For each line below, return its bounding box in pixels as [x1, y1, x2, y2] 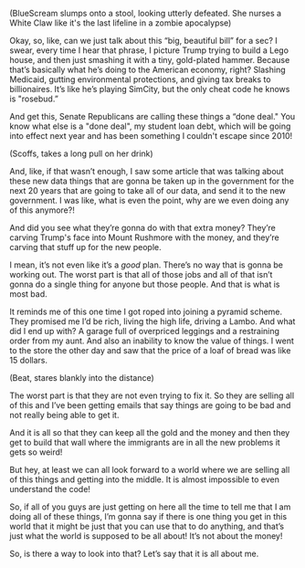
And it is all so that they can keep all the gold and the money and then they [9, 427, 290, 437]
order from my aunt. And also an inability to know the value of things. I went [9, 335, 294, 346]
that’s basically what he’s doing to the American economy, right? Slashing [9, 64, 286, 75]
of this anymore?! [9, 205, 75, 216]
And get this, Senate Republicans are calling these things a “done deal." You [9, 111, 296, 121]
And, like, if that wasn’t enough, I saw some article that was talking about [9, 166, 285, 176]
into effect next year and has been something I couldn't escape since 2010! [9, 131, 293, 141]
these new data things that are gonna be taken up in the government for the [9, 175, 295, 186]
